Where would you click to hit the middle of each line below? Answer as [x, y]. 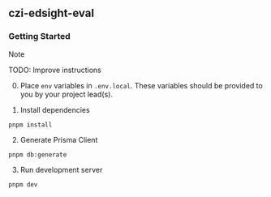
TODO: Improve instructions [55, 70]
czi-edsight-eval [52, 13]
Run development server [61, 169]
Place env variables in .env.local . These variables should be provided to [142, 85]
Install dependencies [55, 109]
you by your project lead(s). [67, 94]
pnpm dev [23, 184]
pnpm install [30, 125]
